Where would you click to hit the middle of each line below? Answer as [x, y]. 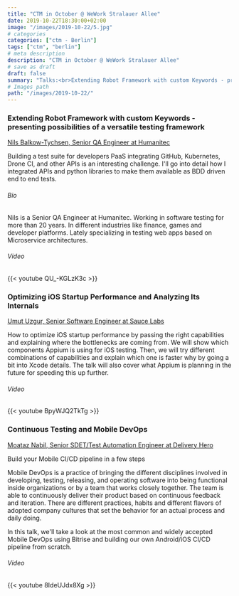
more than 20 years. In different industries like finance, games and [105, 225]
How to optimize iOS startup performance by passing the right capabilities [116, 335]
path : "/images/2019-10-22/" [51, 93]
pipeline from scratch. [39, 547]
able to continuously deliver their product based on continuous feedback [114, 495]
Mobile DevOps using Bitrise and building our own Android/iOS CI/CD [109, 539]
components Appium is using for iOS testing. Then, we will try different [111, 350]
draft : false [27, 73]
